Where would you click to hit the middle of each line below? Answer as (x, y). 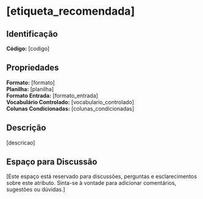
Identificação (32, 34)
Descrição (26, 128)
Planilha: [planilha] (30, 89)
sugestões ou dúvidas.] (36, 190)
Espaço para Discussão (52, 162)
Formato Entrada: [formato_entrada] (52, 96)
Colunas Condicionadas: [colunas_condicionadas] (70, 108)
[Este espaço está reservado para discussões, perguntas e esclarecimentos (101, 176)
